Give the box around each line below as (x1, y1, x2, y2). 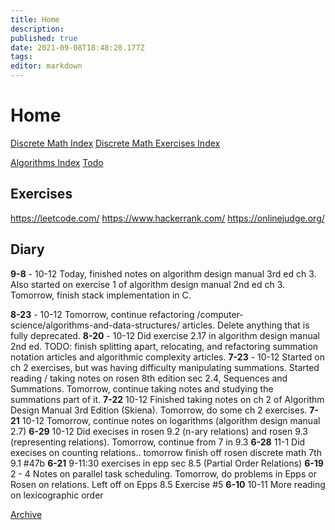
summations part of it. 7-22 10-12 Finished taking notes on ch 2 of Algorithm (10, 393, 325, 405)
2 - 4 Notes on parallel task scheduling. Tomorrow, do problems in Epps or (10, 467, 317, 480)
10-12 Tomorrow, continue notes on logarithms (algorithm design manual (21, 414, 321, 426)
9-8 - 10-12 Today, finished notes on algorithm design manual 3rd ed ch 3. (10, 267, 317, 280)
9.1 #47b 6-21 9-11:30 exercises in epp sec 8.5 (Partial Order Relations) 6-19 (10, 457, 324, 469)
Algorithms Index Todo (10, 156, 104, 168)
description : (10, 24, 65, 34)
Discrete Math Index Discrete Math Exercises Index (10, 137, 221, 149)
